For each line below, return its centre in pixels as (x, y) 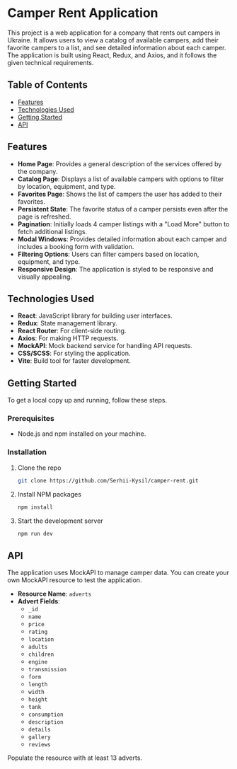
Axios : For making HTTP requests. (68, 338)
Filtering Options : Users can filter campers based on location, (108, 254)
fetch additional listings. (52, 231)
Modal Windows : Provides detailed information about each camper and (122, 239)
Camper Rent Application (83, 13)
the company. (37, 171)
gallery (39, 737)
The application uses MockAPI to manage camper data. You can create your (118, 573)
